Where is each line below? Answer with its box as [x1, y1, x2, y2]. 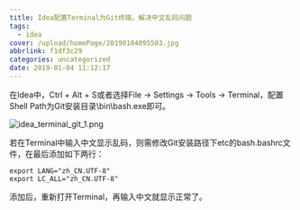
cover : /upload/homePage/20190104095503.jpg [9, 38, 179, 48]
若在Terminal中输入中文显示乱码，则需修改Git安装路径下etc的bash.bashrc [9, 137, 284, 148]
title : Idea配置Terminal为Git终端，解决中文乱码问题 [9, 13, 192, 23]
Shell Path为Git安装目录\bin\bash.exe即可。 [9, 100, 171, 111]
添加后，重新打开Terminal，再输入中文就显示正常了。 [9, 191, 207, 202]
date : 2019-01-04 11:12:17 [9, 64, 111, 73]
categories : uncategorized [9, 55, 111, 64]
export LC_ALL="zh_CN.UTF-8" [9, 174, 119, 183]
